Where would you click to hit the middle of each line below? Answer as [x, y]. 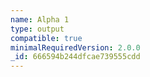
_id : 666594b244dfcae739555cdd [75, 57]
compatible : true [46, 38]
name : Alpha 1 [40, 19]
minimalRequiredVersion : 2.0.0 [75, 47]
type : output [37, 29]
